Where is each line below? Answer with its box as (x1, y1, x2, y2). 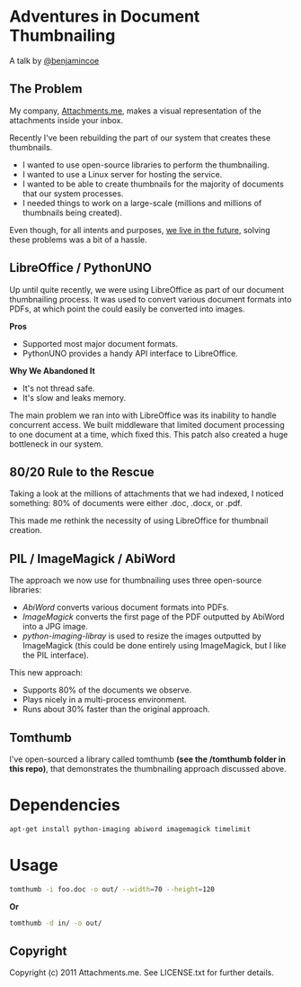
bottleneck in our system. (9, 439, 103, 449)
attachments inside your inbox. (9, 114, 124, 125)
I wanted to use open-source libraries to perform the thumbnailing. (22, 159, 270, 170)
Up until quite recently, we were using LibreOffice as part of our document (9, 284, 285, 294)
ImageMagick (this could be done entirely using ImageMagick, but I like (22, 640, 287, 651)
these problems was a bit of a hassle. (9, 234, 147, 245)
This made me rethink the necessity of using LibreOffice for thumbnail (9, 515, 269, 526)
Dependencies (9, 795, 120, 816)
